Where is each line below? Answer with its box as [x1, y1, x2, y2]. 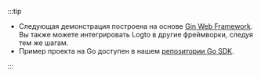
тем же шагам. [18, 38, 69, 47]
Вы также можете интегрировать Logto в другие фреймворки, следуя [18, 30, 254, 39]
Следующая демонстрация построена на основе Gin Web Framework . [18, 22, 253, 30]
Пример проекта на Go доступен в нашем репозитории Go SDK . [18, 47, 234, 55]
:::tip [7, 7, 22, 16]
